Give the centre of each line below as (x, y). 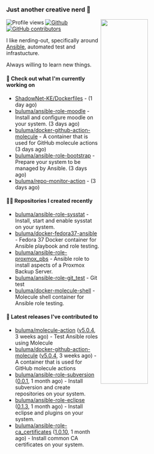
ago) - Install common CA (46, 438)
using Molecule (34, 343)
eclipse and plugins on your (49, 413)
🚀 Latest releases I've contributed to (52, 317)
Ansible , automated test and (41, 47)
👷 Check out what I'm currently (46, 78)
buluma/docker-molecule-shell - (55, 290)
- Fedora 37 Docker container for (56, 239)
